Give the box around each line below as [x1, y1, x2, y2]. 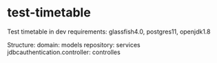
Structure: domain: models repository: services [7, 40, 141, 49]
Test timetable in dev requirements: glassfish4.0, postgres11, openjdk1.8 [7, 27, 211, 36]
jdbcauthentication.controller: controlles [7, 48, 121, 56]
